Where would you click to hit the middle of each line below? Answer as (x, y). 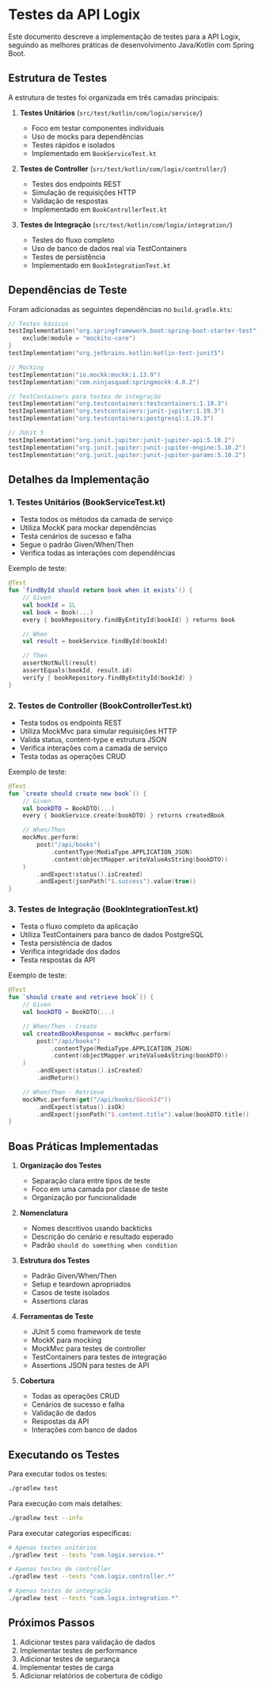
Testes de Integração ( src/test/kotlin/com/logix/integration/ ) (126, 224)
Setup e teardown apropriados (81, 1284)
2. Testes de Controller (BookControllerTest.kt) (100, 705)
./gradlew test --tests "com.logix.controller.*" (92, 1577)
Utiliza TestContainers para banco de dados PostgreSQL (112, 935)
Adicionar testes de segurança (70, 1659)
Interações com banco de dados (84, 1430)
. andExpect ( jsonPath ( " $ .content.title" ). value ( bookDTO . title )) (143, 1115)
